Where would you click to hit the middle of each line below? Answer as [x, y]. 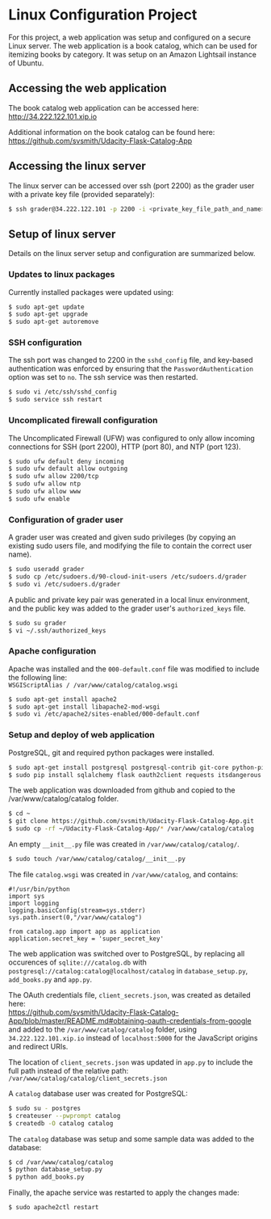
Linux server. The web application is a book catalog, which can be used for [133, 45]
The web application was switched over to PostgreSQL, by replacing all [127, 953]
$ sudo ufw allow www [45, 492]
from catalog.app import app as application [84, 931]
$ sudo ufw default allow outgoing [68, 469]
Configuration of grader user [66, 519]
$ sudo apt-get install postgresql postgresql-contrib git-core [119, 767]
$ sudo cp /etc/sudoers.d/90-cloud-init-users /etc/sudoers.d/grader [128, 576]
